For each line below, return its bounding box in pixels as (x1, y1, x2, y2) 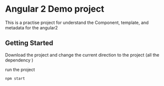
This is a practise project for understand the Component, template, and (5, 20, 149, 25)
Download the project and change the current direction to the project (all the (5, 52, 160, 58)
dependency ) (5, 57, 33, 63)
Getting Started (5, 39, 54, 47)
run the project (5, 66, 35, 72)
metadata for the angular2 (5, 24, 58, 30)
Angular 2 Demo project (5, 3, 105, 15)
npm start (5, 76, 26, 81)
